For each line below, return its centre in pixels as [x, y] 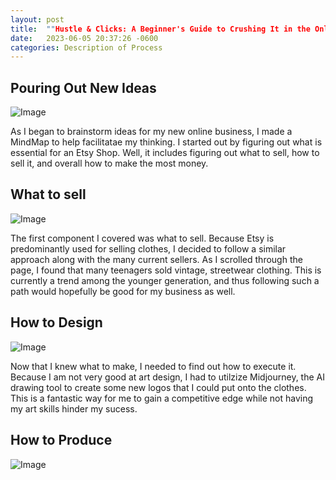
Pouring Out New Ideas [83, 87]
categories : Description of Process [86, 47]
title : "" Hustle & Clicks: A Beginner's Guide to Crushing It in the [160, 29]
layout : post [37, 19]
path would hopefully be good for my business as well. [123, 291]
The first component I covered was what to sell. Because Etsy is [142, 238]
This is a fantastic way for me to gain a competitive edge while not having [162, 398]
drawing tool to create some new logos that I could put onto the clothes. [158, 387]
